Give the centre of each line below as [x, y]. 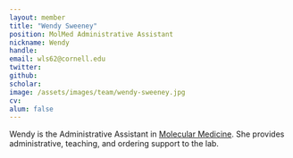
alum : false [31, 109]
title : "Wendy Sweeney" [54, 26]
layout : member [38, 17]
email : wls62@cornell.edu [57, 59]
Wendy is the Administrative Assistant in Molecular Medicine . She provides [147, 134]
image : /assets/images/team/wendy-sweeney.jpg [97, 92]
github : [24, 76]
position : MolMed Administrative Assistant [92, 34]
